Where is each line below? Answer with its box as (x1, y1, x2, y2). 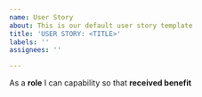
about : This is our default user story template (9, 21, 193, 30)
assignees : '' (9, 46, 62, 55)
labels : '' (9, 37, 50, 47)
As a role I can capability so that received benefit (9, 78, 192, 88)
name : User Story (9, 12, 74, 22)
